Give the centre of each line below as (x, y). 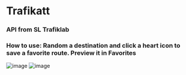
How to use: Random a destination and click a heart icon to (93, 46)
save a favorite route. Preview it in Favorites (71, 53)
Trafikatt (28, 11)
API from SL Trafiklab (38, 30)
